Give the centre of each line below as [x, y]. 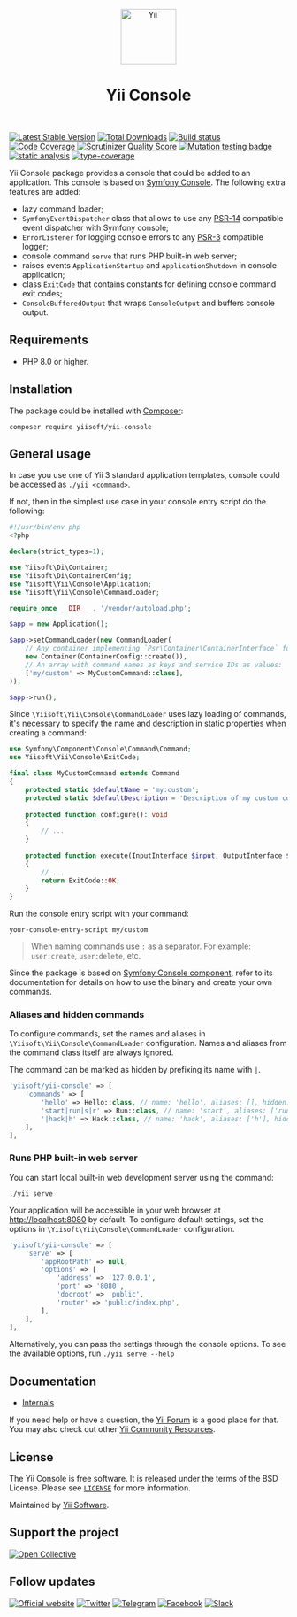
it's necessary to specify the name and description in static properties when [148, 724]
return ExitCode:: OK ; [81, 881]
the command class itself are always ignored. [91, 1052]
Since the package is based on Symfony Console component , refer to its [141, 973]
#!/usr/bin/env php [45, 527]
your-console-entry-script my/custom [79, 930]
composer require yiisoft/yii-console [80, 427]
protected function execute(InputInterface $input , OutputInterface [154, 855]
